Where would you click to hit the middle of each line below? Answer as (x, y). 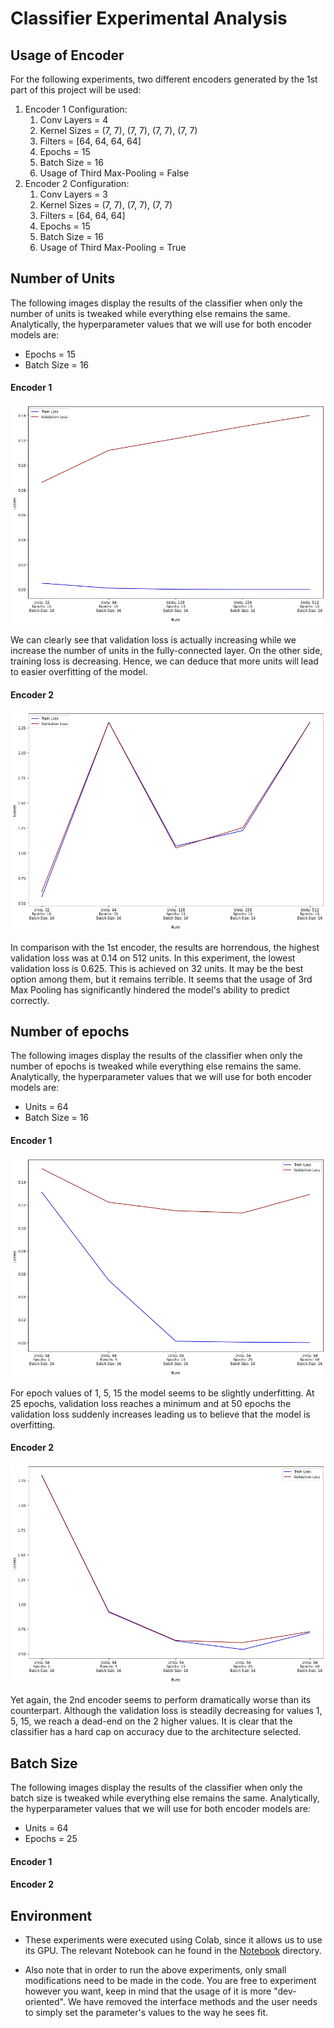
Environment (51, 1915)
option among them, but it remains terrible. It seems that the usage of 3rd (161, 979)
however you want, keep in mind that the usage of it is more (148, 1991)
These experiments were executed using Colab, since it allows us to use (173, 1940)
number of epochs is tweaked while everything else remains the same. (156, 1066)
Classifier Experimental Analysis (149, 18)
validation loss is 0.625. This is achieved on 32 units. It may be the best (157, 968)
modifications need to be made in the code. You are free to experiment (170, 1981)
